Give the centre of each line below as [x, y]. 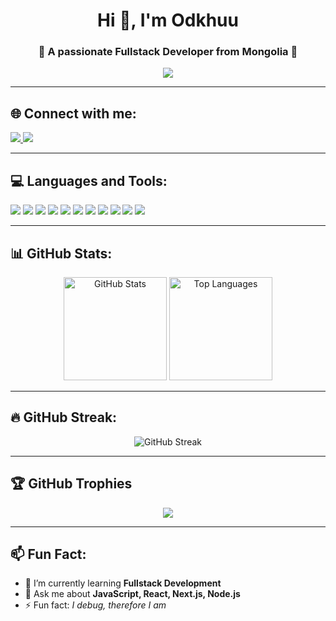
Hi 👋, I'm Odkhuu [168, 20]
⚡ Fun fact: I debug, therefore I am [95, 605]
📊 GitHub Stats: [61, 253]
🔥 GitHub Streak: [64, 417]
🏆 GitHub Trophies [71, 484]
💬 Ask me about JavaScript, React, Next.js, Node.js [132, 594]
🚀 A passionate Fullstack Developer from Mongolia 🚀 [168, 52]
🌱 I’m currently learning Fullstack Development [123, 583]
